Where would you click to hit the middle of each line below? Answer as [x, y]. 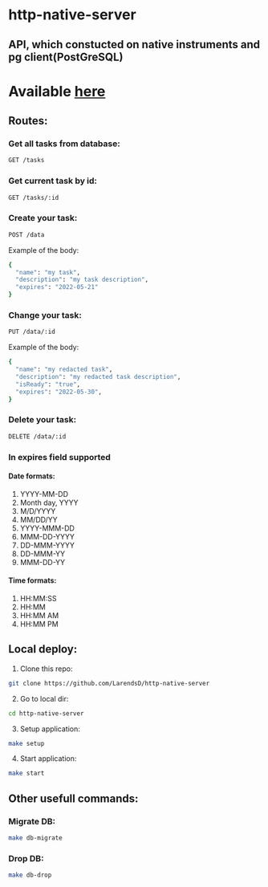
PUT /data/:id [32, 332]
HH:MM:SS [38, 598]
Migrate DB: [32, 821]
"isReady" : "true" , [48, 384]
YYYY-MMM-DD [47, 528]
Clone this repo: [46, 669]
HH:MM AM [39, 615]
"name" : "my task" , [48, 272]
